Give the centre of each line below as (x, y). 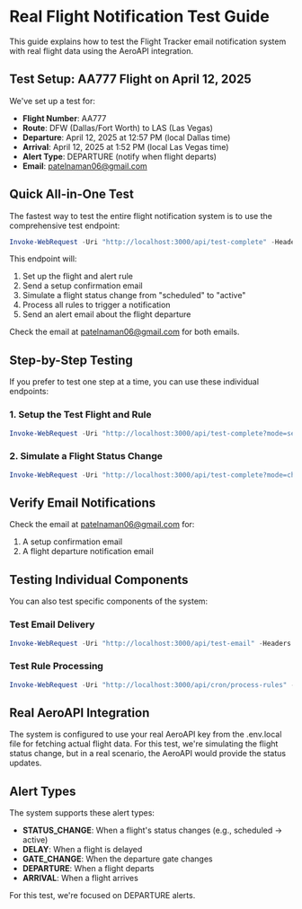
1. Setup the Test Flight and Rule (80, 415)
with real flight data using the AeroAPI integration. (101, 50)
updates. (26, 763)
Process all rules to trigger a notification (96, 305)
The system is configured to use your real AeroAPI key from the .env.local (146, 735)
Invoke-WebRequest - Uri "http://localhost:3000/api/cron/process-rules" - (152, 684)
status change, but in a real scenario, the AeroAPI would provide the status (147, 754)
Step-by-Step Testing (71, 360)
